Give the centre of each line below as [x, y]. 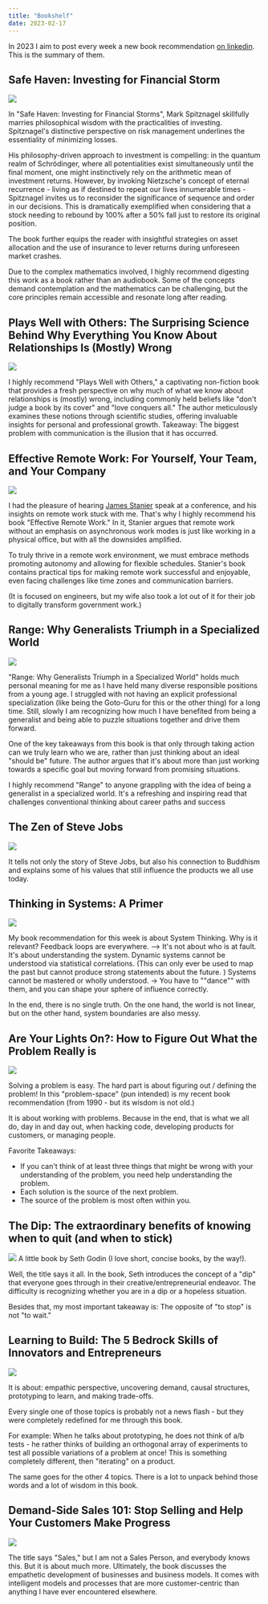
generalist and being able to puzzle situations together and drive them [124, 719]
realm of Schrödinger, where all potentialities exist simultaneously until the [131, 164]
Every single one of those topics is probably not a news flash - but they [126, 1411]
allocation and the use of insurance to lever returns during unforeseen [124, 248]
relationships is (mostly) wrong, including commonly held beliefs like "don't [132, 399]
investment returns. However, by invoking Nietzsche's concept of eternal [129, 181]
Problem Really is [53, 1051]
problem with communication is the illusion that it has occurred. [113, 434]
